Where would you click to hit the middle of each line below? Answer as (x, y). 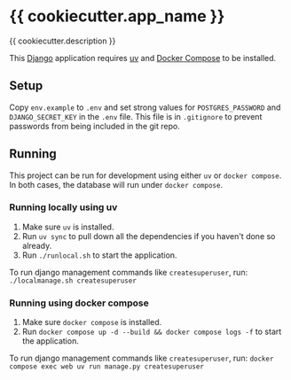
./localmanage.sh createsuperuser (73, 281)
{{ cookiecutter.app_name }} (117, 16)
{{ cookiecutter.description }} (63, 41)
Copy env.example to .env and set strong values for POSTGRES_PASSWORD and (145, 107)
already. (37, 245)
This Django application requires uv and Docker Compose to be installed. (143, 58)
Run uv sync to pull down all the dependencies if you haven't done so (149, 236)
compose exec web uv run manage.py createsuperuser (106, 367)
